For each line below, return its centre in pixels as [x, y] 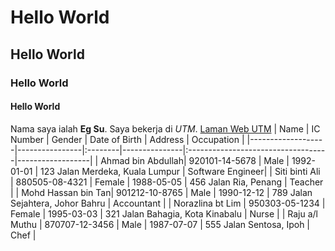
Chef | [23, 235]
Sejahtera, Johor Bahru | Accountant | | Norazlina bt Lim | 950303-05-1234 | [168, 203]
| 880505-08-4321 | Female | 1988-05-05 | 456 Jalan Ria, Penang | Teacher [167, 182]
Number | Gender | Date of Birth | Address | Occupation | [127, 139]
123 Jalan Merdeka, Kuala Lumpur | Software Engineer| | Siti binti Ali [180, 171]
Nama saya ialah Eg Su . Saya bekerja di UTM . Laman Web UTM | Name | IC [165, 128]
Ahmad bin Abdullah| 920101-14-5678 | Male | [195, 160]
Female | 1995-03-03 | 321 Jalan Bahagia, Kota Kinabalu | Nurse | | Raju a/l [164, 213]
